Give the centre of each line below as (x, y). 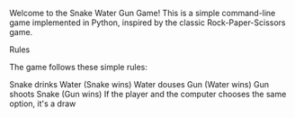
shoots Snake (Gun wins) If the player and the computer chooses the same (148, 94)
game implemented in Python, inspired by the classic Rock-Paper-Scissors (147, 23)
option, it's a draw (43, 104)
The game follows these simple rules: (79, 67)
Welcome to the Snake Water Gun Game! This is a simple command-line (143, 13)
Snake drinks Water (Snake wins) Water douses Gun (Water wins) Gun (139, 84)
